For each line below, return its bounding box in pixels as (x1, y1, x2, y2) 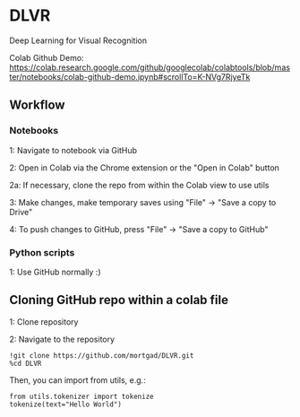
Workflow (9, 98, 65, 113)
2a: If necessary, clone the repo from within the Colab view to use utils (9, 179, 270, 190)
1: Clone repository (9, 316, 79, 327)
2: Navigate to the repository (9, 334, 115, 344)
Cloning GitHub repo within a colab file (9, 292, 229, 308)
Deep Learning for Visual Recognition (9, 35, 148, 46)
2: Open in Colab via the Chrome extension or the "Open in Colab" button (9, 162, 280, 173)
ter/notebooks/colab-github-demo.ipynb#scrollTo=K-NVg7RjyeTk (9, 71, 251, 82)
